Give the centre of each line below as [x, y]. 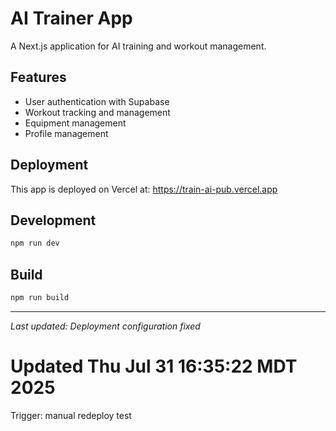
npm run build [40, 298]
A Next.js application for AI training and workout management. [138, 46]
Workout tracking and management [97, 112]
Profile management [66, 133]
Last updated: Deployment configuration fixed [105, 326]
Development [53, 220]
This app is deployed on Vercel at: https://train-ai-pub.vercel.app [144, 189]
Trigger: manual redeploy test [71, 415]
